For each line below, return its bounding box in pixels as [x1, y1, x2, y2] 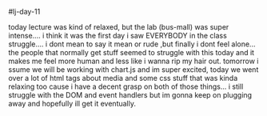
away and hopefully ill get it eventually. [8, 99, 137, 108]
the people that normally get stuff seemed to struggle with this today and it [8, 48, 254, 57]
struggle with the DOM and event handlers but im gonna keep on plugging [8, 90, 253, 99]
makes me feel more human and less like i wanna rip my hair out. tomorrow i [8, 56, 259, 66]
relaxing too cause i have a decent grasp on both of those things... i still [8, 82, 244, 91]
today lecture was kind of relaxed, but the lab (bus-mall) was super [8, 22, 229, 31]
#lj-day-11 [8, 7, 41, 16]
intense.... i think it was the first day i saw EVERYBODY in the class [8, 31, 228, 40]
